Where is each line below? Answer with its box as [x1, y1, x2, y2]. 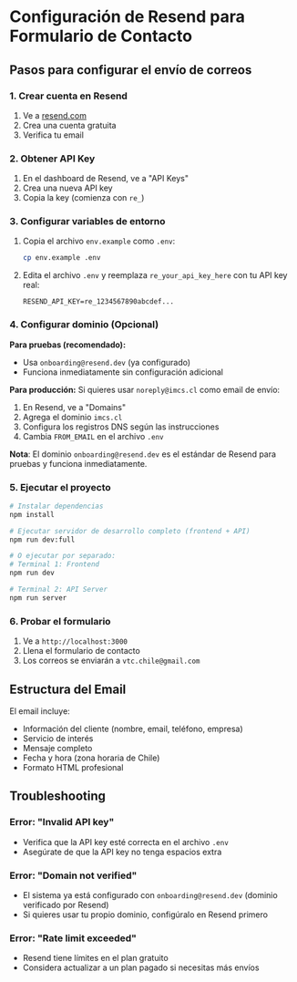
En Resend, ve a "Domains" [22, 401, 126, 412]
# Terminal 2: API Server [9, 585, 108, 594]
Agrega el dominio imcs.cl [22, 411, 123, 422]
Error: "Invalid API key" [9, 816, 115, 829]
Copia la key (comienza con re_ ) [22, 192, 145, 203]
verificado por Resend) [22, 899, 109, 910]
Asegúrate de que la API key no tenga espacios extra [22, 846, 222, 857]
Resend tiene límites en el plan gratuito [22, 953, 169, 964]
